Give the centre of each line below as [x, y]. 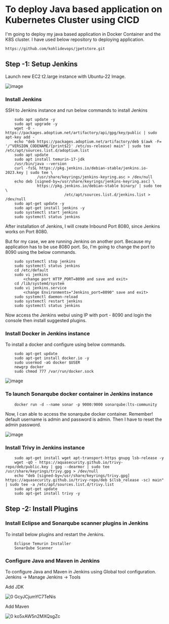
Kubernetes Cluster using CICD [72, 20]
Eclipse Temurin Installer [43, 544]
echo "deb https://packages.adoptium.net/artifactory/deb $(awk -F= [88, 142]
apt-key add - [20, 138]
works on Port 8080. [27, 232]
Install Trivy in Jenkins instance [45, 448]
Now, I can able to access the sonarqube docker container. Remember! [79, 414]
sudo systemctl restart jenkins [48, 301]
